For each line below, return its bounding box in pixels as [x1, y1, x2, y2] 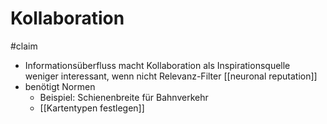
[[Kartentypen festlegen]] [39, 102, 145, 114]
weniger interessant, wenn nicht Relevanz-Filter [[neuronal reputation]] [24, 70, 318, 82]
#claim [10, 40, 38, 52]
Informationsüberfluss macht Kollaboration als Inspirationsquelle [24, 59, 291, 71]
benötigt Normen [24, 80, 96, 92]
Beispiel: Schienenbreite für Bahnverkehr [39, 91, 209, 103]
